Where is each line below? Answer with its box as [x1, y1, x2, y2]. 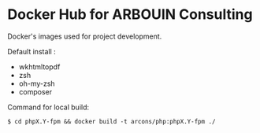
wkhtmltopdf [18, 61, 61, 72]
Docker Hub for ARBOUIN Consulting [7, 6, 253, 24]
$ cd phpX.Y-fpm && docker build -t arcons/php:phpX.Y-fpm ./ [7, 117, 216, 125]
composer [18, 87, 53, 96]
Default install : [7, 46, 56, 56]
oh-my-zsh [18, 79, 56, 88]
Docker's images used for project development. [7, 31, 162, 41]
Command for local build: [7, 102, 90, 112]
